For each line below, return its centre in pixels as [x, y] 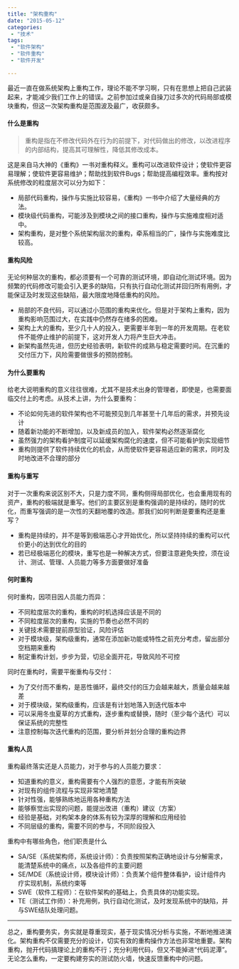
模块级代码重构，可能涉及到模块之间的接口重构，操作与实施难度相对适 [121, 215]
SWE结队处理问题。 [53, 910]
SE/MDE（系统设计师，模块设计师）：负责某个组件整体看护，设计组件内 [122, 874]
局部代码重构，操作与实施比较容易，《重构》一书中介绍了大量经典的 [116, 198]
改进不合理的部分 [55, 458]
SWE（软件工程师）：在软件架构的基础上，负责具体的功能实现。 [110, 892]
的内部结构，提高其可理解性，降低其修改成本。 [93, 149]
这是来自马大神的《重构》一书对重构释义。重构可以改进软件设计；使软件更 [116, 164]
